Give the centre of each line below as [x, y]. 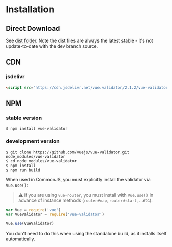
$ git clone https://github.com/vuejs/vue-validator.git [68, 152]
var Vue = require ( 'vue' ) [33, 210]
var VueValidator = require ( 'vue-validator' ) [55, 214]
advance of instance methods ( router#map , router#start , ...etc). [85, 200]
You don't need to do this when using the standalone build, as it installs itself [86, 234]
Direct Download [33, 28]
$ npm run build [23, 170]
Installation [30, 9]
